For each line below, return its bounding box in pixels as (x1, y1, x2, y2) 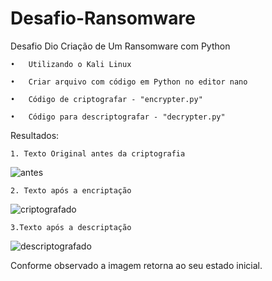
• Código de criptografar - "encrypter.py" (10, 94, 203, 104)
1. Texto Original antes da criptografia (10, 148, 186, 159)
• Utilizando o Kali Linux (10, 59, 132, 69)
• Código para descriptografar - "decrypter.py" (10, 112, 226, 122)
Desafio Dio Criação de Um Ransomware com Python (10, 40, 231, 52)
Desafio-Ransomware (10, 7, 196, 30)
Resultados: (10, 129, 60, 141)
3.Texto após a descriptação (10, 222, 132, 232)
